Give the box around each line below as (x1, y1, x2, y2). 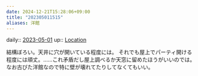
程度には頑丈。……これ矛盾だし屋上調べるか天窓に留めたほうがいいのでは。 (6, 56, 196, 63)
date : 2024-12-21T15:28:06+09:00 (6, 8, 91, 15)
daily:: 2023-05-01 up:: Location (6, 37, 87, 44)
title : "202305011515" (6, 14, 63, 20)
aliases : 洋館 (6, 20, 40, 26)
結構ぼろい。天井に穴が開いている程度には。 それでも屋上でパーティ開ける (6, 48, 193, 56)
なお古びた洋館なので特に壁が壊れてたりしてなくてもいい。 (6, 63, 154, 71)
